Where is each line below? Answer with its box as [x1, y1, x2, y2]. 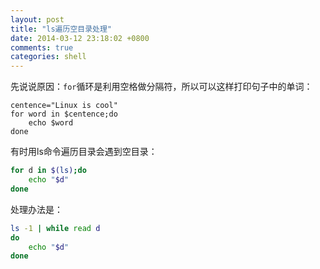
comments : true [10, 42, 74, 53]
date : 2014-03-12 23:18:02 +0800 [10, 33, 150, 43]
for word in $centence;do [10, 109, 118, 120]
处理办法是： [10, 203, 63, 215]
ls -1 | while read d [10, 223, 101, 233]
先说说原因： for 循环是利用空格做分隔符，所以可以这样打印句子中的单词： [10, 81, 313, 93]
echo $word [28, 118, 74, 128]
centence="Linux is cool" [10, 101, 118, 111]
